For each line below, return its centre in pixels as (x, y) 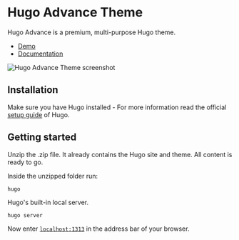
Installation (33, 90)
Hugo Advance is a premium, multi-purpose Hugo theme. (92, 32)
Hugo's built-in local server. (48, 202)
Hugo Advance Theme (75, 12)
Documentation (40, 54)
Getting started (42, 137)
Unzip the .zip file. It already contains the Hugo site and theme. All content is (120, 154)
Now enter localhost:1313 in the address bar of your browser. (98, 229)
